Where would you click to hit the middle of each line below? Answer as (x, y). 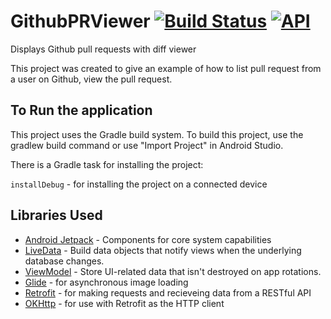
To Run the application (81, 110)
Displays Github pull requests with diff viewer (103, 49)
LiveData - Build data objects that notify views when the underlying (163, 250)
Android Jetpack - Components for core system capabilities (148, 239)
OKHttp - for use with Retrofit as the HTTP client (124, 303)
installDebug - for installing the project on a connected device (139, 184)
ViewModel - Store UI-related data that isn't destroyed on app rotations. (173, 271)
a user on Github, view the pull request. (91, 79)
